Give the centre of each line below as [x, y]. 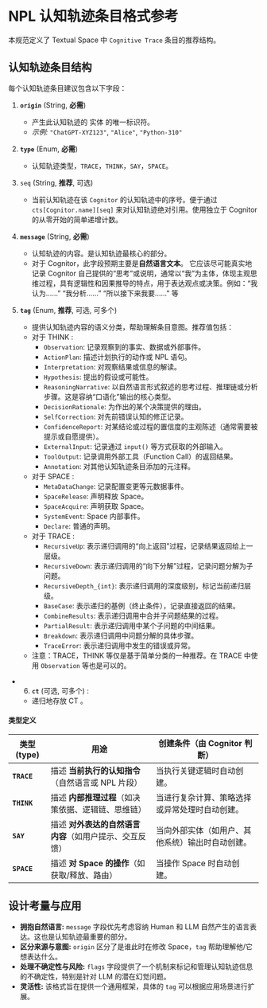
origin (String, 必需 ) [53, 105]
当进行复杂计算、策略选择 [204, 797]
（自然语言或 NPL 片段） [97, 783]
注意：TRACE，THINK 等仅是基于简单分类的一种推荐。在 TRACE [137, 655]
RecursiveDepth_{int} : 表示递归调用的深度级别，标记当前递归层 [147, 585]
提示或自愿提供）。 [73, 436]
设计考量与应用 [45, 906]
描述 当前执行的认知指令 [95, 771]
